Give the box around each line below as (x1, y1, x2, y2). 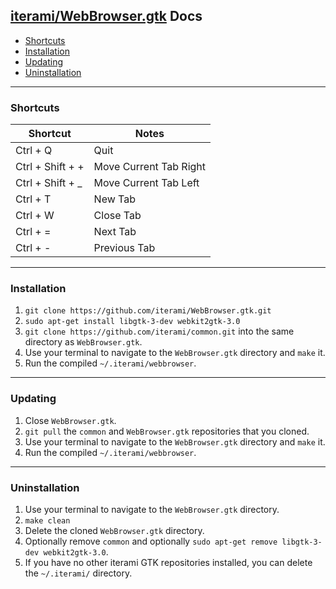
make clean (24, 516, 71, 526)
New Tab (93, 192, 137, 206)
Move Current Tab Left (93, 176, 200, 190)
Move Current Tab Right (93, 160, 207, 174)
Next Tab (93, 225, 137, 239)
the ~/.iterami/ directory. (24, 567, 133, 579)
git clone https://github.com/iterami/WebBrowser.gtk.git (24, 306, 272, 316)
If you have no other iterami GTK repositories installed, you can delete (24, 557, 313, 568)
